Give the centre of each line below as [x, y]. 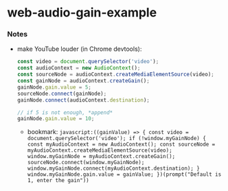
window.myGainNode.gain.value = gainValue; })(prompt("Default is [124, 175]
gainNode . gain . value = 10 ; [56, 119]
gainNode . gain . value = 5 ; [54, 87]
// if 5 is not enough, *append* [65, 112]
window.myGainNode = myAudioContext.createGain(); [101, 157]
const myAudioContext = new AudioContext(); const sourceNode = [121, 145]
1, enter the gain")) [58, 181]
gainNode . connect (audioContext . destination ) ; [83, 100]
